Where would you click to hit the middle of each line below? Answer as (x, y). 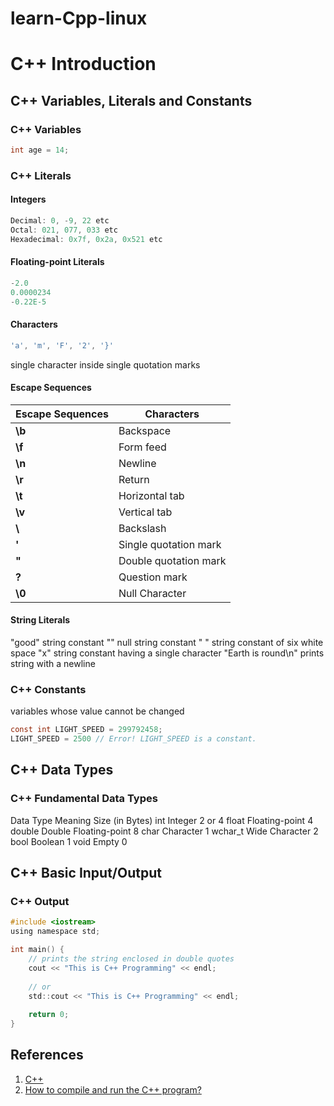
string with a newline (53, 663)
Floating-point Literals (57, 262)
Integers (28, 199)
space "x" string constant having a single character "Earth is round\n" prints (167, 653)
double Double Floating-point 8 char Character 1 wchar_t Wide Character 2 (164, 831)
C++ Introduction (83, 64)
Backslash (142, 528)
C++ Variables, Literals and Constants (131, 100)
